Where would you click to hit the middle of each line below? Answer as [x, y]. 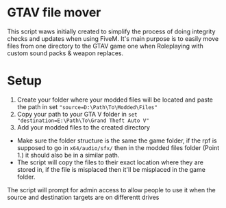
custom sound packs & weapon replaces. [65, 53]
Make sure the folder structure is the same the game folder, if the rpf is [117, 140]
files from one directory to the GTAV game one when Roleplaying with [105, 46]
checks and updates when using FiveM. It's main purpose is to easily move [113, 38]
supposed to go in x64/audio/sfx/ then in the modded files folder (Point [118, 147]
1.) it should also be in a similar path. [68, 155]
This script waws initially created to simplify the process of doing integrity [111, 31]
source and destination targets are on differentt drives [83, 197]
